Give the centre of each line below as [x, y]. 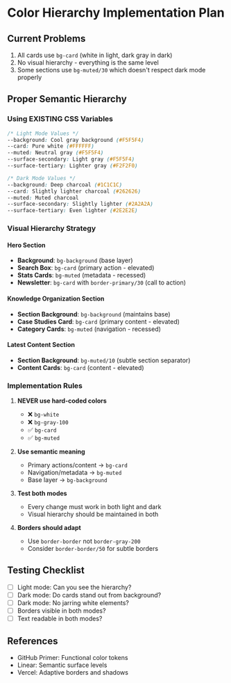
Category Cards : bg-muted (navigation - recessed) [89, 329]
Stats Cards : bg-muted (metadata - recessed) [82, 275]
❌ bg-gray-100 [48, 422]
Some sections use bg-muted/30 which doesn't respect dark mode [111, 70]
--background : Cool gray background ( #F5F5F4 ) [76, 140]
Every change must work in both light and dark [94, 507]
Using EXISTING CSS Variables [60, 119]
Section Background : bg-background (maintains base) [94, 314]
